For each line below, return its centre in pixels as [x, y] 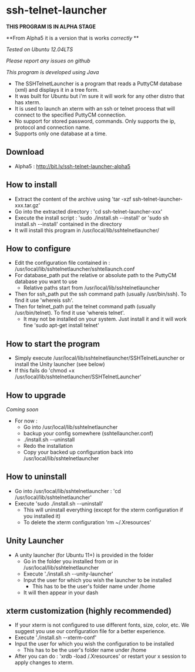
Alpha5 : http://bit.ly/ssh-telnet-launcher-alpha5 [73, 166]
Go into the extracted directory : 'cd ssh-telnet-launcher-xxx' [88, 211]
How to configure [38, 249]
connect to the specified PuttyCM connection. [70, 115]
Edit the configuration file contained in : [62, 263]
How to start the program [53, 344]
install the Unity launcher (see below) [60, 364]
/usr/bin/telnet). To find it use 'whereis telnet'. [70, 313]
